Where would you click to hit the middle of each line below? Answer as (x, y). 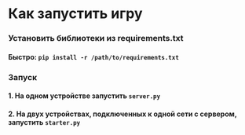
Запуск (23, 77)
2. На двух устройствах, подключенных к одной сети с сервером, (122, 114)
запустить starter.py (44, 122)
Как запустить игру (75, 14)
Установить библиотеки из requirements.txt (96, 38)
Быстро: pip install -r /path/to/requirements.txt (93, 57)
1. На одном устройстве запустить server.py (84, 96)
